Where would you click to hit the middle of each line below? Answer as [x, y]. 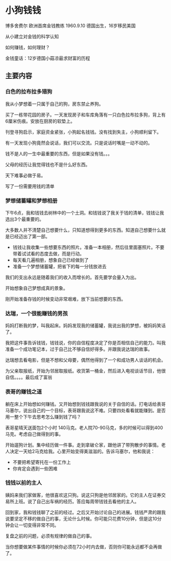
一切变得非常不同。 [39, 525]
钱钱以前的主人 [24, 483]
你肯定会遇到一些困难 [35, 469]
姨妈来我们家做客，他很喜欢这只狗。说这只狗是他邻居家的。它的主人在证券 [83, 495]
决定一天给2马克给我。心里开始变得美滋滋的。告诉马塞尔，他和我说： [82, 451]
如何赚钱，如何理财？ [27, 47]
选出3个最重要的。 [25, 219]
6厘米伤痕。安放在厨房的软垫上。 [40, 121]
